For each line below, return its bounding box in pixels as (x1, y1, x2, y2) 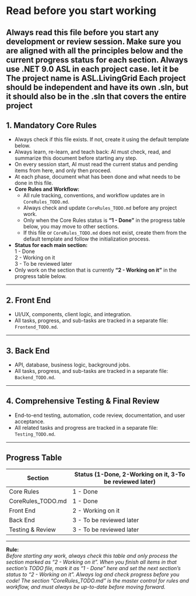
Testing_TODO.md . (14, 430, 56, 437)
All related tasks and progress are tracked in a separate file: (14, 424, 158, 431)
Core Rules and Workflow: (14, 186, 80, 193)
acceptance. (14, 417, 45, 425)
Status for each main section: (14, 242, 88, 249)
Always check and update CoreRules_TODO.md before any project (23, 204, 177, 211)
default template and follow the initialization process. (23, 235, 150, 242)
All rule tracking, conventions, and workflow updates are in (23, 192, 165, 199)
